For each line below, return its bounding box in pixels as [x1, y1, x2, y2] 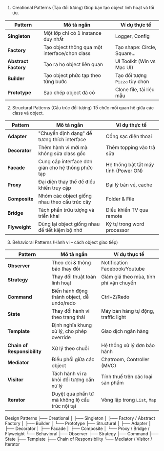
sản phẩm [101, 379, 124, 386]
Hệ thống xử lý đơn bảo [101, 342, 155, 349]
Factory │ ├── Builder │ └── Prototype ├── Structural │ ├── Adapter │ [5, 421, 152, 426]
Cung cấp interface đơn [38, 158, 93, 165]
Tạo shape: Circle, [115, 44, 157, 50]
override [51, 334, 71, 341]
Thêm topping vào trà [105, 144, 155, 150]
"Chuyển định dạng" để [38, 130, 92, 137]
